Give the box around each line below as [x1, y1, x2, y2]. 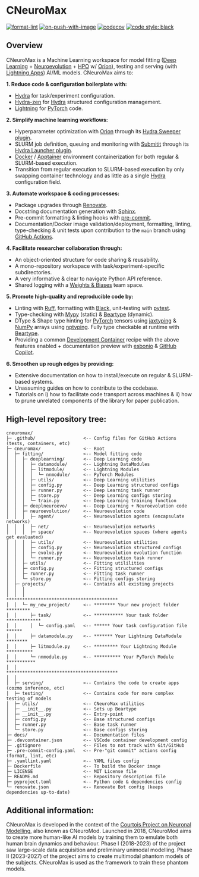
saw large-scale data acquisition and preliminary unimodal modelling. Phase [6, 846, 192, 854]
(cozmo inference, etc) [6, 685, 65, 691]
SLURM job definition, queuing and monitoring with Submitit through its [14, 140, 189, 148]
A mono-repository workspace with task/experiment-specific [14, 262, 165, 270]
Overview [6, 40, 43, 51]
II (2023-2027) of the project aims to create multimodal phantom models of [6, 853, 190, 860]
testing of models [6, 696, 52, 701]
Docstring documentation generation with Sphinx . [14, 208, 137, 215]
